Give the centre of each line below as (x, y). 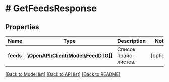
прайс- (126, 56)
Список (126, 49)
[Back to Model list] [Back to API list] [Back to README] (63, 74)
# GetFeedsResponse (51, 9)
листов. (126, 62)
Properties (22, 27)
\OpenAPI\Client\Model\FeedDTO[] (70, 56)
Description (132, 41)
